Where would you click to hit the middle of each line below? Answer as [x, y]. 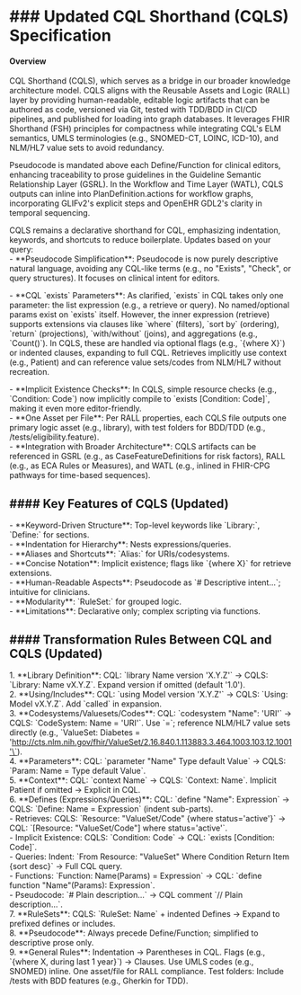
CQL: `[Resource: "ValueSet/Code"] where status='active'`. [119, 828]
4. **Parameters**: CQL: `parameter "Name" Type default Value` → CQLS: [148, 761]
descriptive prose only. [52, 943]
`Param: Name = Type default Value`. [78, 771]
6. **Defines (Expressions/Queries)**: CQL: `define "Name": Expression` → [150, 800]
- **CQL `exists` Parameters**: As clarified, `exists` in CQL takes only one [146, 296]
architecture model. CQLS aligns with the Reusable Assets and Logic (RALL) [150, 91]
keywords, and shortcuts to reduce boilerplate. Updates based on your [140, 240]
